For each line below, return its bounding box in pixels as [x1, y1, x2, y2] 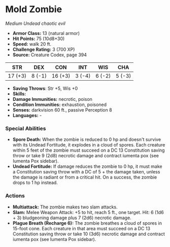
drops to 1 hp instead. [12, 180, 58, 186]
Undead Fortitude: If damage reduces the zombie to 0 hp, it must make [12, 163, 162, 169]
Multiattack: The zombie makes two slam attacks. [12, 204, 118, 210]
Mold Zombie [5, 4, 62, 15]
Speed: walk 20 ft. [12, 41, 52, 47]
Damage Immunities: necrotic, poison [12, 96, 93, 102]
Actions [5, 192, 25, 199]
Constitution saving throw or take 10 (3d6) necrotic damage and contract [12, 231, 165, 237]
